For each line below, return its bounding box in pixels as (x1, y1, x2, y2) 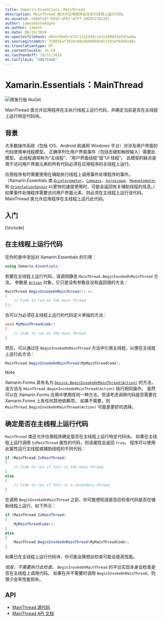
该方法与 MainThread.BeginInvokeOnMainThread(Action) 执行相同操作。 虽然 (5, 386, 156, 392)
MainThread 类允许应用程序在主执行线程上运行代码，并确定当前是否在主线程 (5, 107, 158, 113)
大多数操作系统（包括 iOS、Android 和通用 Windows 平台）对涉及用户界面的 (5, 143, 158, 148)
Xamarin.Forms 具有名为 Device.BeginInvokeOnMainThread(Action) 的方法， (5, 379, 156, 386)
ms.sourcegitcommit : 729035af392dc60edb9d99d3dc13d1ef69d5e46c (5, 39, 136, 44)
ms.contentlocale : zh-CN (5, 48, 55, 53)
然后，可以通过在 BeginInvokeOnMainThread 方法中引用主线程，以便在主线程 (5, 345, 156, 351)
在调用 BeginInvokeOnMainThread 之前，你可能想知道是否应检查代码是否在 (5, 497, 152, 503)
